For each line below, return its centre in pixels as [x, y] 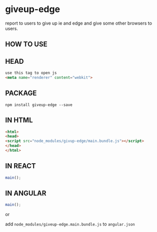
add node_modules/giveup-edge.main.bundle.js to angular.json [70, 224]
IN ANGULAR [26, 193]
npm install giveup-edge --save [39, 105]
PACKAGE [21, 93]
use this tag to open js [31, 73]
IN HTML [19, 120]
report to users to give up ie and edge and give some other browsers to [79, 23]
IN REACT [20, 166]
